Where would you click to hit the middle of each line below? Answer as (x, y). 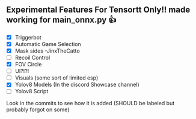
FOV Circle (28, 65)
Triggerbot (28, 37)
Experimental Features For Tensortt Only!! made (98, 10)
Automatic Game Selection (48, 44)
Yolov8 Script (32, 91)
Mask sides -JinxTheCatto (47, 51)
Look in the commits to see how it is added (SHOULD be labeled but (90, 103)
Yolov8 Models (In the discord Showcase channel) (77, 85)
